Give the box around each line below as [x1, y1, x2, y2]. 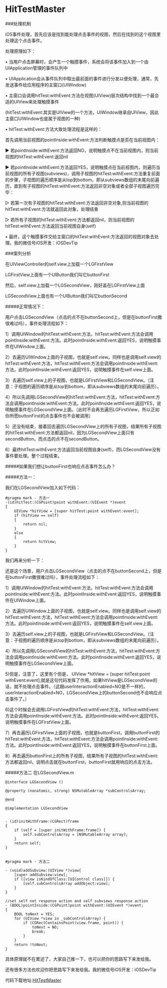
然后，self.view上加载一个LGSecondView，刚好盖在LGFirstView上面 [5, 282, 145, 288]
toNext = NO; [31, 925, 59, 930]
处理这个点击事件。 [5, 37, 45, 43]
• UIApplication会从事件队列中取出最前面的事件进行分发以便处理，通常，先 [5, 75, 159, 81]
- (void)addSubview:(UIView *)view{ [5, 868, 81, 873]
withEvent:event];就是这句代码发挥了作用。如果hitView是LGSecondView [5, 677, 153, 683]
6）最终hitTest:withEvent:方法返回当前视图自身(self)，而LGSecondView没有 [5, 446, 161, 453]
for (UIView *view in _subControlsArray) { [14, 916, 106, 921]
